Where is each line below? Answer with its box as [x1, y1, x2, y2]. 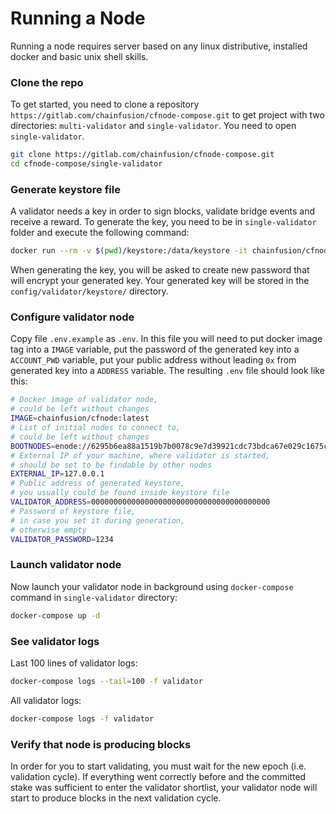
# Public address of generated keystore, [10, 478, 186, 489]
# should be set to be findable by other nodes [10, 460, 213, 470]
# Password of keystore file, [10, 506, 137, 516]
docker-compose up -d [10, 610, 101, 621]
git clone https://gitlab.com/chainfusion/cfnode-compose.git [10, 150, 275, 160]
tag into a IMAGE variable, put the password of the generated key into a [10, 343, 300, 356]
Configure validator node [10, 310, 135, 324]
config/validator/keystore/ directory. [10, 285, 169, 297]
